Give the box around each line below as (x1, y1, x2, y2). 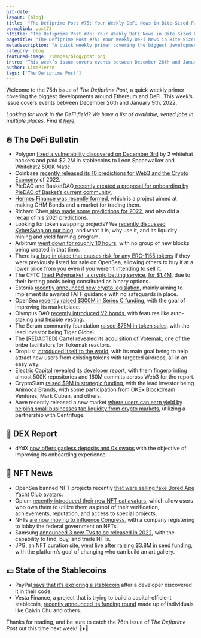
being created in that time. (14, 246, 80, 253)
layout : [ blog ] (6, 14, 44, 20)
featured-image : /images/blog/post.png (6, 53, 106, 59)
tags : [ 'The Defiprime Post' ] (6, 70, 82, 76)
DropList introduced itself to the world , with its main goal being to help (14, 348, 188, 355)
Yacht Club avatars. (14, 491, 63, 498)
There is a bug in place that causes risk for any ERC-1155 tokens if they (14, 252, 190, 259)
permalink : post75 (6, 25, 52, 32)
